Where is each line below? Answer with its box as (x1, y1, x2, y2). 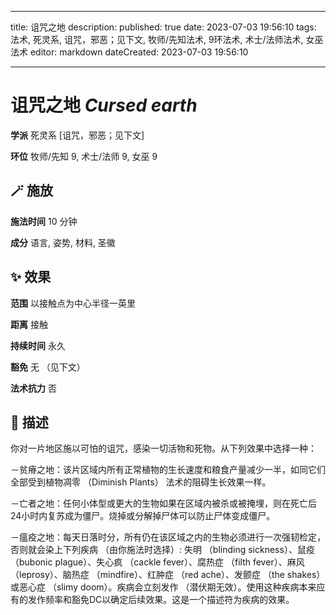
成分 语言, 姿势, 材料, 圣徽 (10, 236, 116, 248)
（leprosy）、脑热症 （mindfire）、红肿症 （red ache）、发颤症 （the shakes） (10, 569, 326, 581)
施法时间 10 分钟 (10, 215, 78, 227)
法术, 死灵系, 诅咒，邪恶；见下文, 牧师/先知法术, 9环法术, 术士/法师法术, (10, 34, 304, 45)
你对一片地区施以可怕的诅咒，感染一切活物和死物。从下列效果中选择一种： (10, 442, 317, 455)
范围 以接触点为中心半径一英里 (10, 297, 136, 309)
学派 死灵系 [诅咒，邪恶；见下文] (10, 129, 145, 141)
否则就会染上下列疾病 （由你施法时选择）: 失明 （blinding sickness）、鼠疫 (10, 544, 315, 556)
